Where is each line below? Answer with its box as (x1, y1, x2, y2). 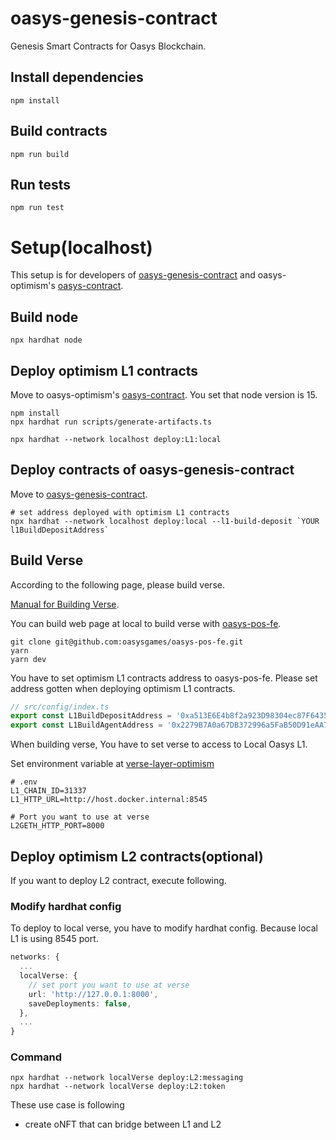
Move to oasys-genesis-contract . (10, 488, 148, 500)
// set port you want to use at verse (28, 980, 190, 990)
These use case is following (10, 1099, 125, 1111)
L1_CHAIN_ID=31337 (10, 786, 87, 796)
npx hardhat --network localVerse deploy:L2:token (10, 1082, 226, 1092)
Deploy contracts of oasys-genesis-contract (10, 462, 295, 479)
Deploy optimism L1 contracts (10, 362, 199, 379)
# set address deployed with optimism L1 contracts (10, 507, 230, 517)
